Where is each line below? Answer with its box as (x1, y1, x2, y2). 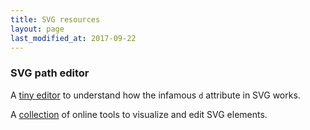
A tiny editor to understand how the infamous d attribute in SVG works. (10, 89, 301, 101)
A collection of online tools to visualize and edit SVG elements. (10, 108, 268, 120)
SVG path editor (10, 66, 90, 80)
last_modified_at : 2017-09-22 (10, 33, 137, 43)
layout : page (10, 24, 65, 34)
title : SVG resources (10, 14, 101, 25)
